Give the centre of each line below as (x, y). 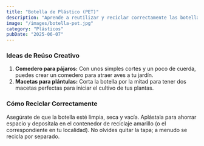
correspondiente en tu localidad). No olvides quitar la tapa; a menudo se (97, 130)
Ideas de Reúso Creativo (43, 56)
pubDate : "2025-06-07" (35, 35)
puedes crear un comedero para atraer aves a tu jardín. (84, 75)
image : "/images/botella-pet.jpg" (50, 23)
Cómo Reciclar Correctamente (52, 104)
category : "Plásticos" (35, 29)
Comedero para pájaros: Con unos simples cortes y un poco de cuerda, (105, 69)
